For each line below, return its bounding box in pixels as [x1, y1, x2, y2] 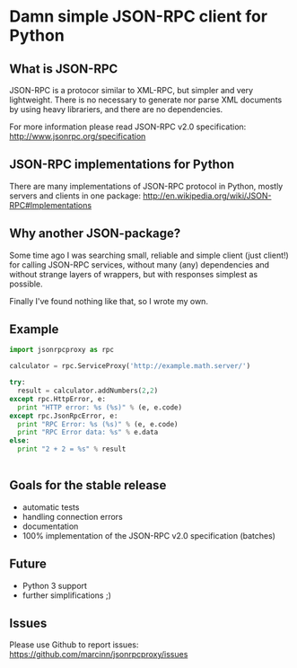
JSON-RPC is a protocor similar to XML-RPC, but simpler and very [9, 85, 254, 95]
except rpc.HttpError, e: [9, 394, 106, 403]
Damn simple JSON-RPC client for [9, 6, 267, 27]
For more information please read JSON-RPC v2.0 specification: [9, 121, 247, 132]
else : [9, 436, 30, 445]
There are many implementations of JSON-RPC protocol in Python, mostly [9, 180, 284, 191]
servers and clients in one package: [9, 190, 142, 201]
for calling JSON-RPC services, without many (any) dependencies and [9, 259, 270, 270]
